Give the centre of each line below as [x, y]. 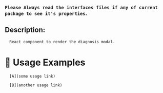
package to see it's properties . [46, 13]
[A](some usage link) [33, 76]
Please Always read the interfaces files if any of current [81, 7]
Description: [25, 30]
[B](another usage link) [36, 85]
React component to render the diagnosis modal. [62, 42]
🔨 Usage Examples [45, 62]
